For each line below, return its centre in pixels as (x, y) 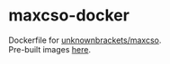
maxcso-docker (69, 16)
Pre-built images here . (50, 49)
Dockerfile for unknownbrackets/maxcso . (85, 40)
